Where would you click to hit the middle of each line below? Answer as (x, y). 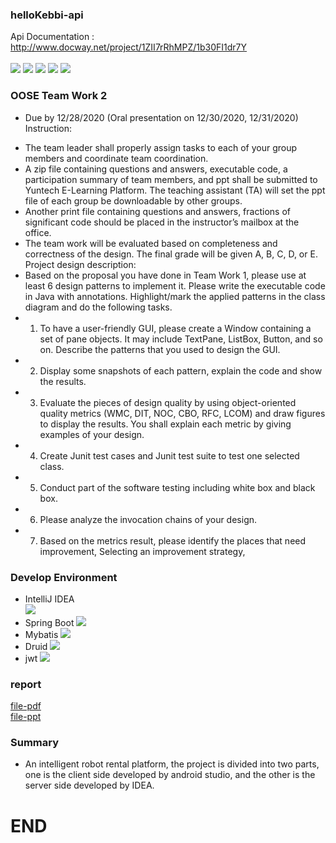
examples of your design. (92, 434)
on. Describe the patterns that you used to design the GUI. (160, 349)
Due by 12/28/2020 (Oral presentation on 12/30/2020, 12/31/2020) (161, 117)
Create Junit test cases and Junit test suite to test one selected (169, 455)
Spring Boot (49, 622)
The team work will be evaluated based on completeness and (151, 243)
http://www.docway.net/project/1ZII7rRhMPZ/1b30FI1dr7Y (129, 47)
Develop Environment (64, 577)
